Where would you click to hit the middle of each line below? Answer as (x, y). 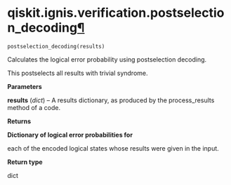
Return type (25, 162)
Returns (19, 121)
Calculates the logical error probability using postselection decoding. (107, 59)
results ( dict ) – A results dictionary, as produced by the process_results (111, 100)
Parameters (25, 86)
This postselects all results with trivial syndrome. (78, 73)
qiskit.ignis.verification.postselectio (116, 13)
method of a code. (34, 107)
